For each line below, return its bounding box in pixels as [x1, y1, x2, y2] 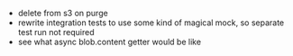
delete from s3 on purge [17, 8, 108, 18]
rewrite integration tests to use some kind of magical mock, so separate [17, 17, 285, 28]
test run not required [17, 27, 95, 37]
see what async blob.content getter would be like [17, 36, 201, 47]
